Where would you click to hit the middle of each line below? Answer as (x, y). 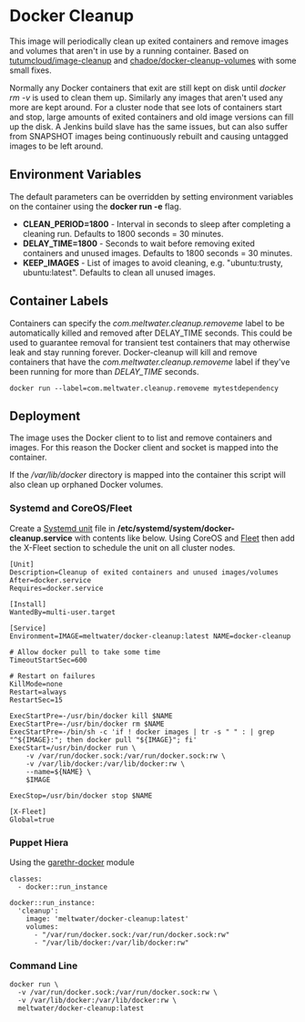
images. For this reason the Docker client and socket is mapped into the (144, 448)
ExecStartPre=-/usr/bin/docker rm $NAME (87, 724)
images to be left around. (56, 146)
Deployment (45, 416)
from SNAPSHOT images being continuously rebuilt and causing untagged (149, 136)
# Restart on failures (52, 676)
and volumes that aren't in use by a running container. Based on (129, 50)
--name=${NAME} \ (59, 771)
